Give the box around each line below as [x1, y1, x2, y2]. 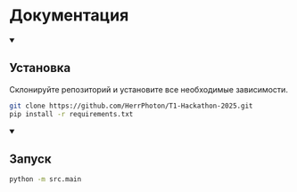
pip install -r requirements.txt [9, 109, 134, 118]
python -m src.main [9, 175, 82, 184]
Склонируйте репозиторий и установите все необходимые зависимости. [9, 84, 288, 94]
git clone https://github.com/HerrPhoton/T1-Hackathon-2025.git [9, 101, 253, 110]
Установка [9, 60, 71, 76]
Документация [9, 5, 129, 26]
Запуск [9, 151, 52, 166]
